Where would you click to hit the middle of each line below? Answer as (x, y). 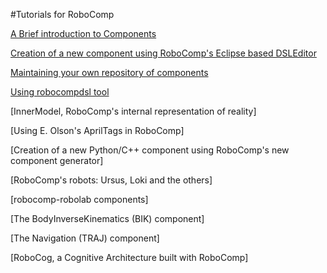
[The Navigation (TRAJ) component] (85, 238)
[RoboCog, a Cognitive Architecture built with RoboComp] (129, 257)
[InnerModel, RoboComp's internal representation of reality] (133, 111)
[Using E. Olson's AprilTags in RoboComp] (97, 130)
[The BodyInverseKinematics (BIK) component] (107, 218)
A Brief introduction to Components (83, 33)
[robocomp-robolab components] (79, 199)
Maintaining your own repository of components (109, 72)
